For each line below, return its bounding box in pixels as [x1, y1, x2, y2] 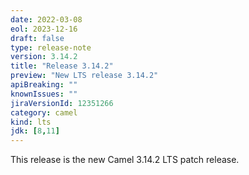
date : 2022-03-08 [10, 14, 83, 25]
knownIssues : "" [10, 89, 78, 99]
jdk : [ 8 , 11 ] [10, 126, 60, 136]
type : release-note [10, 42, 92, 53]
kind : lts [10, 117, 52, 127]
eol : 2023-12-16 [10, 24, 78, 34]
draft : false [10, 33, 65, 43]
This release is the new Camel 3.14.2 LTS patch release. [10, 154, 240, 166]
